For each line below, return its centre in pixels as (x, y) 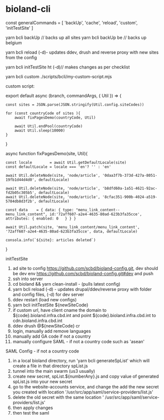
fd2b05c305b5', (21, 193)
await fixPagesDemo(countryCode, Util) (55, 117)
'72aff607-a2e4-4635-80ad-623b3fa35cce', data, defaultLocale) (72, 231)
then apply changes (33, 408)
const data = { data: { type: (40, 210)
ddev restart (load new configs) (45, 299)
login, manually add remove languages (52, 331)
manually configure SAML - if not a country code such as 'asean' (79, 341)
